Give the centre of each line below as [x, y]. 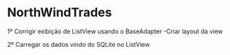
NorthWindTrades [60, 13]
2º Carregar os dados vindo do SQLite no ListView [79, 44]
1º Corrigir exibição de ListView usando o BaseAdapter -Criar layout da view [115, 31]
